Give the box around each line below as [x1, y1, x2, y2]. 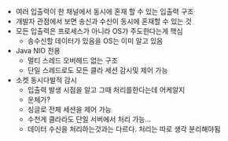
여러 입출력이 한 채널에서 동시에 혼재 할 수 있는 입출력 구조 [15, 7, 194, 16]
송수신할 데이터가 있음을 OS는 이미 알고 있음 [27, 36, 164, 45]
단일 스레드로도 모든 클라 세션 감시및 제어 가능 [27, 66, 168, 74]
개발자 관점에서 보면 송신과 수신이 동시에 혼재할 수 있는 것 [15, 16, 193, 26]
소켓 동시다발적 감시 [15, 75, 77, 85]
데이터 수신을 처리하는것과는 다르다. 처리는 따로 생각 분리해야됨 [27, 125, 221, 133]
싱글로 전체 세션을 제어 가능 [27, 105, 112, 114]
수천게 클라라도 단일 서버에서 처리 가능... [27, 114, 152, 124]
